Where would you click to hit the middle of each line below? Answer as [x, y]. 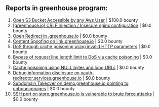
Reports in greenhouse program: [57, 8]
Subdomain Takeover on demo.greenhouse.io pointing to [71, 83]
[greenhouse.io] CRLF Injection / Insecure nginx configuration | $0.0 [82, 25]
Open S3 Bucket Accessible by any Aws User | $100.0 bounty [75, 20]
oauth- [87, 73]
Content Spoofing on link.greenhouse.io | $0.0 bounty [68, 41]
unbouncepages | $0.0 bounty [44, 88]
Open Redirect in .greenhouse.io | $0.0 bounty [60, 36]
